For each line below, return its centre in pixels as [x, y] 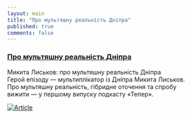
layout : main [26, 13]
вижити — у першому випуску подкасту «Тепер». [80, 94]
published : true [30, 26]
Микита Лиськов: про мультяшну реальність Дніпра [84, 72]
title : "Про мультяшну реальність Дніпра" [69, 20]
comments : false [30, 33]
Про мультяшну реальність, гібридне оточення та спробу [92, 86]
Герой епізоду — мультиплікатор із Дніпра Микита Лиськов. [96, 79]
